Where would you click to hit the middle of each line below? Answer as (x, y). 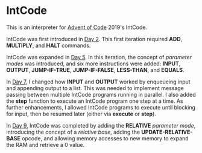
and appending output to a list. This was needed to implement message (95, 88)
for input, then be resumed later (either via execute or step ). (81, 114)
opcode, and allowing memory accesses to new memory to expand (105, 138)
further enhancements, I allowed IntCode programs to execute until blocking (101, 107)
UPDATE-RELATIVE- (167, 132)
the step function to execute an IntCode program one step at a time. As (95, 101)
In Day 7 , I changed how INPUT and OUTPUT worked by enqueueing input (99, 82)
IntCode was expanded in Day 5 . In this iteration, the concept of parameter (99, 57)
